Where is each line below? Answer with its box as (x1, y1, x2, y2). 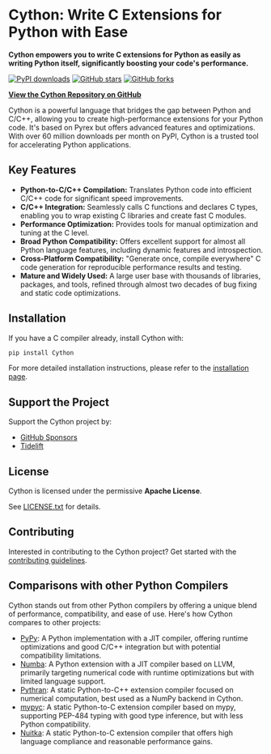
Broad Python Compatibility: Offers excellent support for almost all (19, 236, 246, 246)
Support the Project (8, 395, 109, 409)
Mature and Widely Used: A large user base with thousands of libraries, (19, 271, 261, 280)
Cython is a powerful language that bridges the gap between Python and (8, 105, 252, 115)
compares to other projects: (8, 617, 101, 627)
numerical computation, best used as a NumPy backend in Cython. (19, 693, 243, 703)
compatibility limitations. (19, 650, 102, 660)
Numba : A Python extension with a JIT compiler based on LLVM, (19, 658, 235, 669)
